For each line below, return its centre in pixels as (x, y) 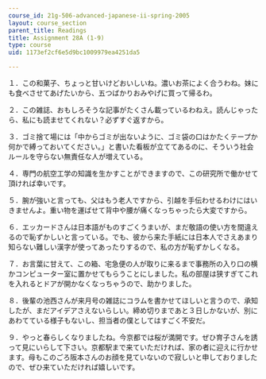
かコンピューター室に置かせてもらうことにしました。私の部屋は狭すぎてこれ (133, 274)
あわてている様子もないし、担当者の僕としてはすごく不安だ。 (109, 320)
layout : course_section (48, 23)
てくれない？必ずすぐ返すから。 (116, 120)
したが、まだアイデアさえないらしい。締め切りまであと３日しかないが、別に (133, 310)
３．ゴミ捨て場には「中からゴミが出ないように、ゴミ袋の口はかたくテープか (133, 137)
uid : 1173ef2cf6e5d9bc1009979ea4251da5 (74, 52)
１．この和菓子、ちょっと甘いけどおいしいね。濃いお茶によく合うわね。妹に (133, 83)
